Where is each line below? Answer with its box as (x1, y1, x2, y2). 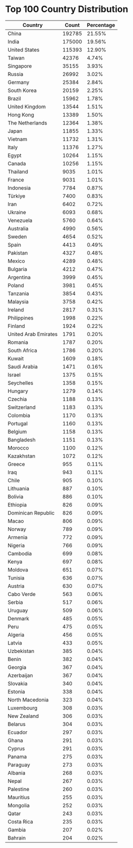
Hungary (7, 387, 28, 394)
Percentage (86, 21, 115, 28)
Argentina (7, 273, 31, 280)
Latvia (7, 639, 22, 646)
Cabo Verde (7, 590, 36, 597)
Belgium (7, 428, 27, 435)
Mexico (7, 257, 25, 264)
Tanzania (7, 290, 29, 297)
